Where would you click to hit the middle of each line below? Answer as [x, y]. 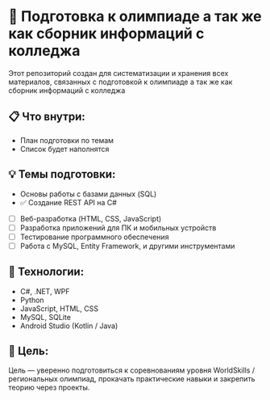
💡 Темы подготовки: [62, 174]
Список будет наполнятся [64, 149]
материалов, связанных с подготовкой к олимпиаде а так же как [120, 82]
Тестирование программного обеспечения [94, 237]
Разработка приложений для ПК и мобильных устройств [118, 227]
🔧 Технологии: [46, 272]
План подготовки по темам [67, 140]
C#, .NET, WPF [45, 291]
